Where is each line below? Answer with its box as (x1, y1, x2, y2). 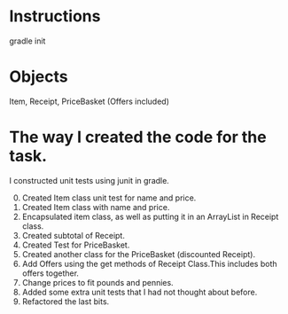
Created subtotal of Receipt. (21, 230, 126, 240)
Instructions (9, 6, 101, 27)
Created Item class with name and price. (21, 201, 170, 212)
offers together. (21, 268, 80, 279)
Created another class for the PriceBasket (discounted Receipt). (21, 248, 255, 259)
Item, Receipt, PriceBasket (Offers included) (9, 96, 170, 106)
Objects (9, 67, 68, 87)
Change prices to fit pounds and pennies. (21, 277, 175, 287)
